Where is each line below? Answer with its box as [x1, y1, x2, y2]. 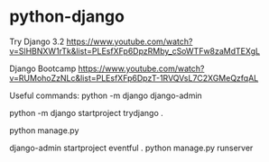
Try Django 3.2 [9, 36, 65, 47]
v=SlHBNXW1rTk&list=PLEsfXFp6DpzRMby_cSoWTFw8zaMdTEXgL [9, 45, 260, 56]
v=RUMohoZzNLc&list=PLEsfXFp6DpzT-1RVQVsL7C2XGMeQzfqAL [9, 72, 259, 83]
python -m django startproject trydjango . [9, 107, 164, 118]
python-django [9, 6, 125, 27]
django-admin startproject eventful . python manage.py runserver [9, 142, 254, 153]
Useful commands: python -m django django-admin [9, 90, 203, 101]
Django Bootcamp [9, 63, 77, 74]
